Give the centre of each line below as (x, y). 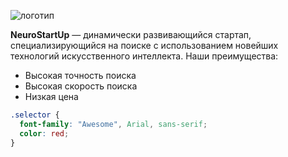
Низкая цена (51, 96)
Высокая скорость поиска (81, 86)
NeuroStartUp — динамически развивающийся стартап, (131, 34)
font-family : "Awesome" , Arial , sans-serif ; (113, 124)
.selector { (35, 115)
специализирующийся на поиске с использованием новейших (144, 45)
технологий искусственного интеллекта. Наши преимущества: (144, 56)
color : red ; (44, 133)
